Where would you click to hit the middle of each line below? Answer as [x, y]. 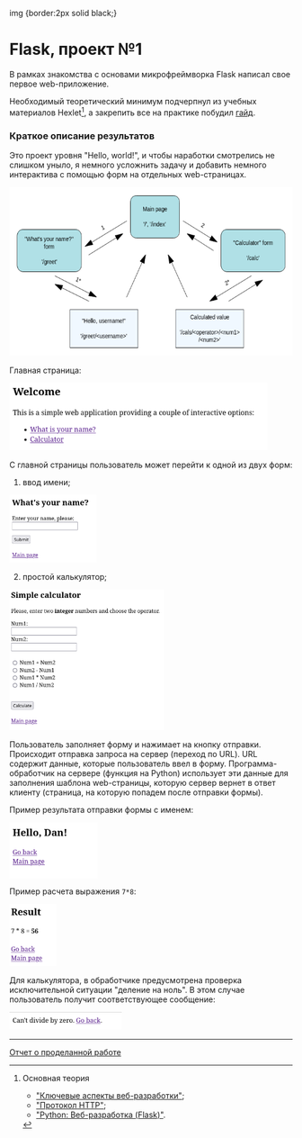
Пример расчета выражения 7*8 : [73, 891]
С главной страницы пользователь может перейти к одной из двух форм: [151, 465]
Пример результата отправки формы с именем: [102, 809]
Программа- [253, 763]
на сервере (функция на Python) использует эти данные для [173, 772]
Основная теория [56, 1079]
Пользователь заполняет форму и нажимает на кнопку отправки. [135, 744]
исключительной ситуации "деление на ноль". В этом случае [127, 989]
